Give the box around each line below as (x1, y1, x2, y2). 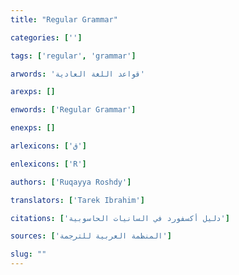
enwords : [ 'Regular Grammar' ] (10, 105, 137, 115)
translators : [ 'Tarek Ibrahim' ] (10, 195, 145, 205)
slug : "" (10, 249, 47, 260)
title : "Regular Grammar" (10, 14, 118, 25)
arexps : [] (10, 87, 56, 97)
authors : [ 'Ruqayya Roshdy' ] (10, 177, 132, 187)
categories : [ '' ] (10, 32, 83, 43)
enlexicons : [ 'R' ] (10, 159, 87, 169)
